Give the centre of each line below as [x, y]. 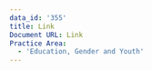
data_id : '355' [38, 18]
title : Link [32, 26]
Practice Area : [38, 43]
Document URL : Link [46, 35]
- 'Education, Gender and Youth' [81, 52]
